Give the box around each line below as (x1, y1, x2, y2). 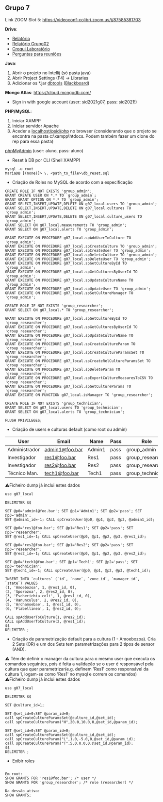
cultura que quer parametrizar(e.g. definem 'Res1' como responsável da (5, 666, 149, 671)
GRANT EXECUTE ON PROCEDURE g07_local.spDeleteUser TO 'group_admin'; (5, 257, 151, 262)
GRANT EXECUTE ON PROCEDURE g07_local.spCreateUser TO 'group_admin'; (5, 248, 151, 253)
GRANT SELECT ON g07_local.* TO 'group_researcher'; (5, 308, 114, 312)
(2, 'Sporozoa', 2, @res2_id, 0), (5, 589, 75, 594)
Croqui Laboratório (12, 46, 50, 51)
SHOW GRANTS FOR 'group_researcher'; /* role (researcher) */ (5, 780, 133, 785)
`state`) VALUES (5, 581, 38, 586)
